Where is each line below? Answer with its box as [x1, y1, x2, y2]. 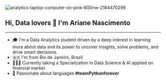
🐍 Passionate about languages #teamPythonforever [12, 70, 120, 76]
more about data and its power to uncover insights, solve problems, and [12, 44, 159, 50]
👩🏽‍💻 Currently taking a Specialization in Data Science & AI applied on [12, 59, 154, 66]
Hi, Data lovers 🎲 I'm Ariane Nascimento [5, 19, 131, 27]
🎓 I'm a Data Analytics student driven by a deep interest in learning [12, 37, 151, 43]
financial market [12, 65, 45, 71]
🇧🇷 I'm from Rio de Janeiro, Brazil [12, 54, 83, 60]
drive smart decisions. [12, 49, 58, 55]
